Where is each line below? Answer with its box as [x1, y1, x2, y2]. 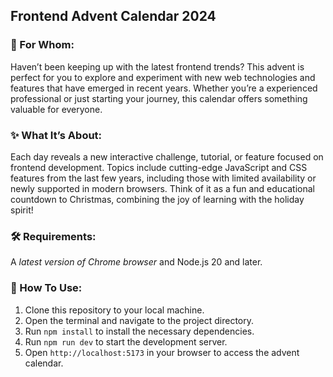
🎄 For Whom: [10, 38, 75, 52]
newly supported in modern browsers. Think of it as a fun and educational [10, 182, 316, 194]
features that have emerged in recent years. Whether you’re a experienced [10, 82, 318, 94]
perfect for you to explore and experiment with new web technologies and [10, 71, 316, 83]
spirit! [10, 204, 34, 216]
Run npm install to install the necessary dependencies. [24, 325, 255, 337]
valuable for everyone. [10, 103, 103, 115]
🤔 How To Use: [10, 281, 83, 295]
